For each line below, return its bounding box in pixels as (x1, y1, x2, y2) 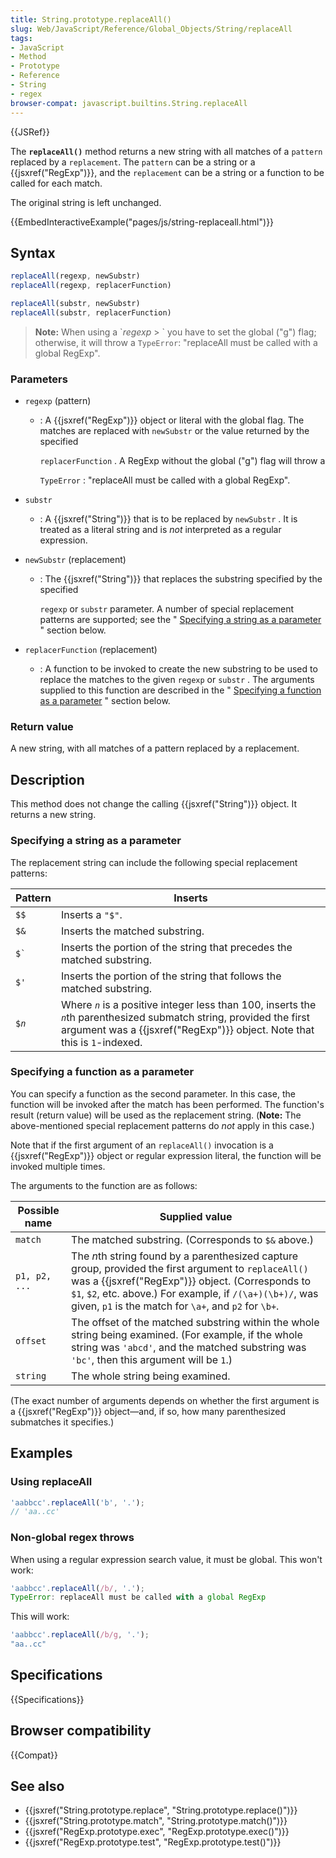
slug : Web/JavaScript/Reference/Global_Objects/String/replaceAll (10, 24, 293, 34)
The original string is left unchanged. (10, 196, 162, 208)
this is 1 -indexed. (60, 1035, 143, 1049)
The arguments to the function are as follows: (10, 1179, 198, 1191)
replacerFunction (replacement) (24, 644, 158, 656)
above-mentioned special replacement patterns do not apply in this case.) (10, 1119, 315, 1131)
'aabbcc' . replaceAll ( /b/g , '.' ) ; (10, 1630, 150, 1640)
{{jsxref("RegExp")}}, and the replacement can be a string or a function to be (10, 166, 325, 178)
